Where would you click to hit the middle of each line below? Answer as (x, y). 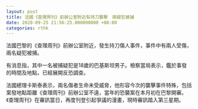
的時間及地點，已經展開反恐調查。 (47, 73)
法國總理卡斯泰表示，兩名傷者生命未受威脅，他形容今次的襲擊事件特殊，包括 (99, 85)
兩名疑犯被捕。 (24, 53)
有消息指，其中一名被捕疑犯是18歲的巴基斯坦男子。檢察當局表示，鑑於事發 (97, 65)
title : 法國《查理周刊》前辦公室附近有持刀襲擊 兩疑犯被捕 (70, 17)
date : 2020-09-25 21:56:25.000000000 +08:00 (62, 22)
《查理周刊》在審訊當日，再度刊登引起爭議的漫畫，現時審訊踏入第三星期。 (95, 100)
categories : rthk (27, 28)
